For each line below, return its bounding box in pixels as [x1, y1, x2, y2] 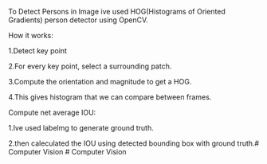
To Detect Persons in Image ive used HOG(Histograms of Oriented [8, 7, 226, 16]
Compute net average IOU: [8, 107, 96, 117]
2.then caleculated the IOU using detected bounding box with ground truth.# [8, 139, 260, 148]
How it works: [8, 31, 54, 40]
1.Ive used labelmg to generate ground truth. [8, 123, 154, 132]
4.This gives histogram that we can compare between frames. [8, 92, 212, 102]
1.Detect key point [8, 46, 68, 55]
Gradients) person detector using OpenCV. [8, 15, 149, 25]
